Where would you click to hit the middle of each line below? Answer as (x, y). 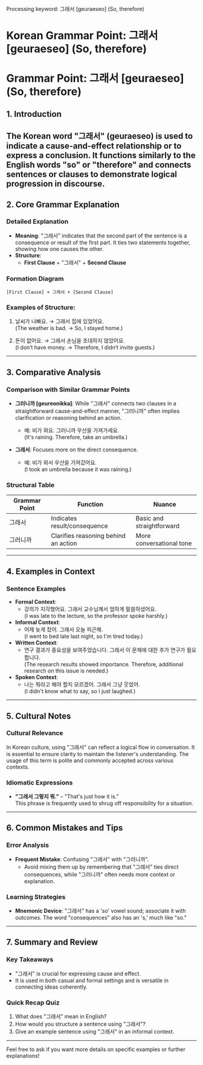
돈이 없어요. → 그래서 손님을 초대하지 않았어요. (70, 340)
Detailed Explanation (37, 222)
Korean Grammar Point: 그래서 (82, 36)
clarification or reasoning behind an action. (68, 418)
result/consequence (79, 526)
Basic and (150, 519)
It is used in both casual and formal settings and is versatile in (92, 980)
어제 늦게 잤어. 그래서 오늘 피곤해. (63, 629)
